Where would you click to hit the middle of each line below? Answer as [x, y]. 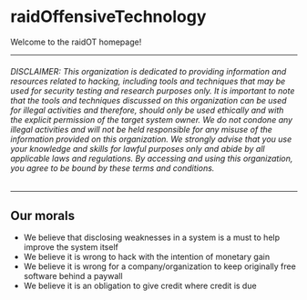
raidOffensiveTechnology [108, 17]
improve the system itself [71, 246]
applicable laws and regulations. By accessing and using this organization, [152, 158]
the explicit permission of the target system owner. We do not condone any [152, 119]
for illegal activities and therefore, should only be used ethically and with [147, 110]
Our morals [43, 215]
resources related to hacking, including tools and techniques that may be [148, 81]
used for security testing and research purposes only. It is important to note [153, 90]
